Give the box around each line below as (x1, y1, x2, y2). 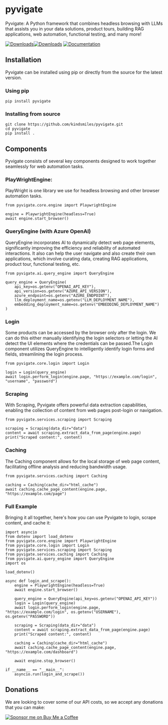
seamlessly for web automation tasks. (5, 163, 85, 169)
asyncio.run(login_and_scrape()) (14, 671, 85, 677)
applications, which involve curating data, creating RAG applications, (5, 255, 148, 262)
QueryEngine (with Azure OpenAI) (5, 228, 91, 235)
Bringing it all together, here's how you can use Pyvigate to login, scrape (5, 514, 156, 521)
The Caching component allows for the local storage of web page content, (5, 458, 160, 464)
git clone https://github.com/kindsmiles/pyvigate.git (5, 122, 123, 127)
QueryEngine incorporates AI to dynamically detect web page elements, (5, 239, 155, 246)
